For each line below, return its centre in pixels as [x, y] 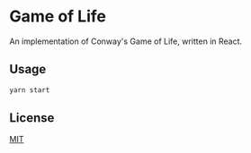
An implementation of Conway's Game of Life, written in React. [126, 41]
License [32, 118]
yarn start [30, 90]
